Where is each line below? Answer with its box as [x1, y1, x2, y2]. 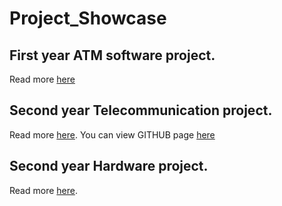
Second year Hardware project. [9, 158, 209, 175]
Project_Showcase [9, 7, 167, 30]
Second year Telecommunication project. [9, 102, 273, 119]
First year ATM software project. [9, 47, 216, 64]
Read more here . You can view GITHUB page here [9, 128, 216, 141]
